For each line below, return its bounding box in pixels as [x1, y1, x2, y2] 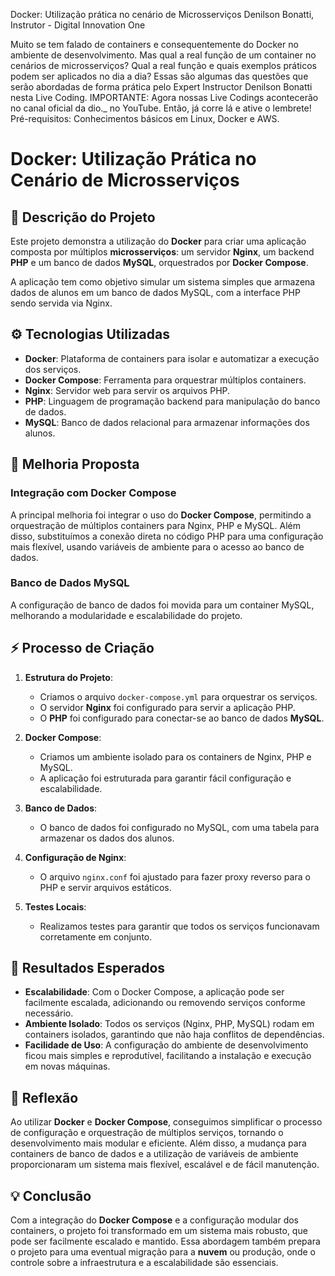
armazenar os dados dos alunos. [39, 832, 175, 844]
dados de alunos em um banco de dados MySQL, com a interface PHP [10, 287, 301, 298]
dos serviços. [24, 363, 82, 375]
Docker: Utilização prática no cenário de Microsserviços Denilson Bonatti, [10, 9, 315, 20]
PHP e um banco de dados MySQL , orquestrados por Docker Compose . [10, 257, 309, 268]
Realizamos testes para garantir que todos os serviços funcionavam [39, 920, 320, 932]
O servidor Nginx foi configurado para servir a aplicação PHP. [39, 701, 296, 713]
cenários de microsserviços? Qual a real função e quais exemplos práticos [10, 60, 317, 71]
